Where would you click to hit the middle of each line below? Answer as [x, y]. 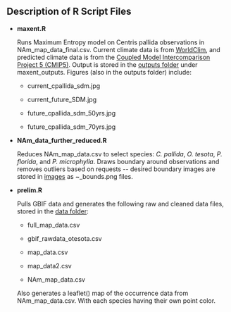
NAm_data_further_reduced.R [62, 140]
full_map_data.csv [54, 225]
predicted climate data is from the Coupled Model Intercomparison [113, 57]
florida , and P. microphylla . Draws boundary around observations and [118, 161]
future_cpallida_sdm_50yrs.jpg [71, 113]
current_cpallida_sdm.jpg [64, 86]
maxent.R [31, 28]
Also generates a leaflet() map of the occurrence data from [102, 293]
